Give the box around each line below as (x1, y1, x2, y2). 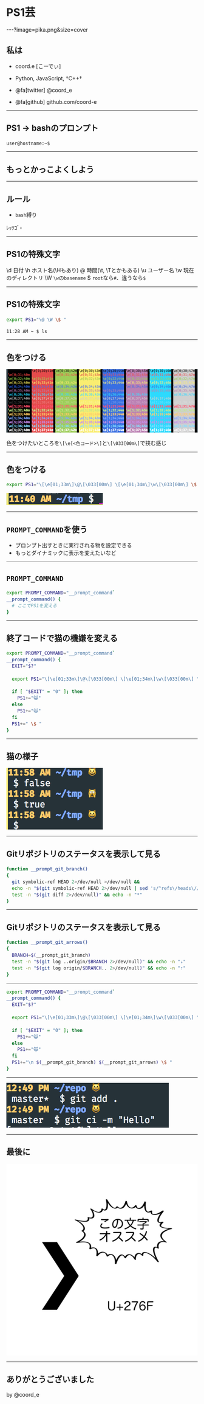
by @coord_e (6, 1391, 39, 1398)
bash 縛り (15, 211, 38, 219)
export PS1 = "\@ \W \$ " (6, 317, 67, 323)
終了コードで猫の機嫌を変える (6, 633, 118, 643)
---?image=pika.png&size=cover (6, 26, 88, 33)
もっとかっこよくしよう (6, 164, 94, 174)
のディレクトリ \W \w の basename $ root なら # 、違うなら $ (6, 274, 146, 281)
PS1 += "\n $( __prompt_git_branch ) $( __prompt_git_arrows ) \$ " (12, 1059, 172, 1065)
